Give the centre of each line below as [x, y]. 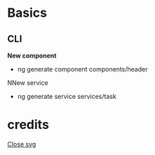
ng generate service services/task [67, 96]
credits [28, 125]
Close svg [22, 144]
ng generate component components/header [82, 69]
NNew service [28, 83]
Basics [27, 13]
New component [32, 55]
